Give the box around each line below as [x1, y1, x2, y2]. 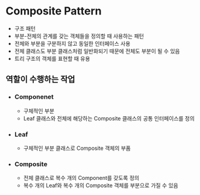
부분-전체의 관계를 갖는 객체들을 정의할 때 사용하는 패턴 [14, 32, 144, 40]
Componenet [14, 93, 54, 101]
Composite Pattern [5, 4, 102, 18]
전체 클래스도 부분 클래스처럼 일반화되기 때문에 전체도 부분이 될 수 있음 [14, 47, 180, 55]
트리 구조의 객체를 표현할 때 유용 [14, 55, 90, 62]
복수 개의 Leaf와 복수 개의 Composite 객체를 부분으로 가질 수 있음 [23, 182, 178, 189]
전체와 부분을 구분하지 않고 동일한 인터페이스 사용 [14, 40, 131, 47]
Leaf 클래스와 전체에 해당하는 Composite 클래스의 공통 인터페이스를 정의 [23, 114, 195, 122]
